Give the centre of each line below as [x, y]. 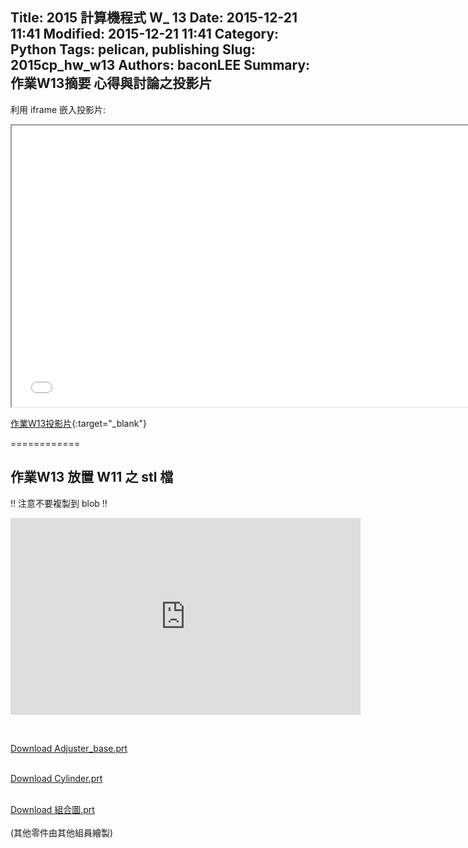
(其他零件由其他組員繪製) [62, 832]
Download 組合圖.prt [52, 809]
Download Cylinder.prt [56, 778]
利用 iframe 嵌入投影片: [58, 109]
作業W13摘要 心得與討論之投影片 [111, 83]
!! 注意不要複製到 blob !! [59, 503]
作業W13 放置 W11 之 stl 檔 [92, 477]
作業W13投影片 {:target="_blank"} [78, 423]
